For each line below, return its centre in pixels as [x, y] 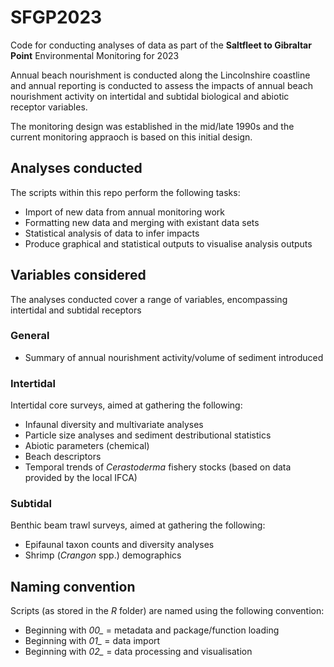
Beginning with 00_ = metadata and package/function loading [152, 630]
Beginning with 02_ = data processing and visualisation [138, 652]
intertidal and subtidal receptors [76, 310]
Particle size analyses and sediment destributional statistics [148, 435]
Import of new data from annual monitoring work [124, 212]
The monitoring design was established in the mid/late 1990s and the [152, 126]
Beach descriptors [63, 457]
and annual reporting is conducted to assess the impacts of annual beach [161, 85]
